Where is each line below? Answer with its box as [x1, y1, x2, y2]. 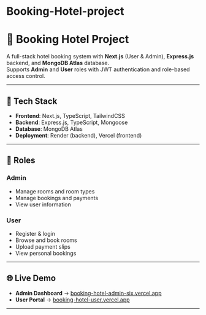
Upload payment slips [15, 243, 71, 250]
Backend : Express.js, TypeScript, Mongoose [15, 119, 128, 126]
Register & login [15, 230, 55, 237]
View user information [15, 201, 72, 208]
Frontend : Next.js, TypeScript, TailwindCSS [15, 112, 126, 119]
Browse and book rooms [15, 236, 78, 244]
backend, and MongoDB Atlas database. [6, 60, 110, 67]
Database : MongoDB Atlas [15, 125, 83, 133]
